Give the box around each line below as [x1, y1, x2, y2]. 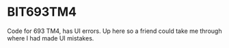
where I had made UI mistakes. [7, 34, 94, 42]
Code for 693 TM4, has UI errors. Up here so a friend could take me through [7, 27, 222, 35]
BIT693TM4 [7, 4, 77, 20]
